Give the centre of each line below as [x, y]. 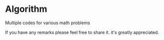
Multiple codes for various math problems [48, 23]
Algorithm [26, 9]
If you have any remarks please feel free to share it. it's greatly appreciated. [82, 32]
